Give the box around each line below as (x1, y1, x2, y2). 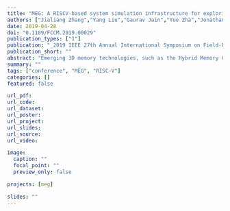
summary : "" (7, 61, 41, 68)
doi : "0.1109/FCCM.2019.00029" (7, 29, 97, 36)
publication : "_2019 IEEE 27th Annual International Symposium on (7, 42, 201, 49)
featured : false (7, 80, 53, 87)
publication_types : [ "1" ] (7, 36, 81, 42)
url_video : (7, 137, 38, 144)
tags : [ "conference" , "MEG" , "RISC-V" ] (7, 67, 121, 74)
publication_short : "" (7, 49, 72, 55)
